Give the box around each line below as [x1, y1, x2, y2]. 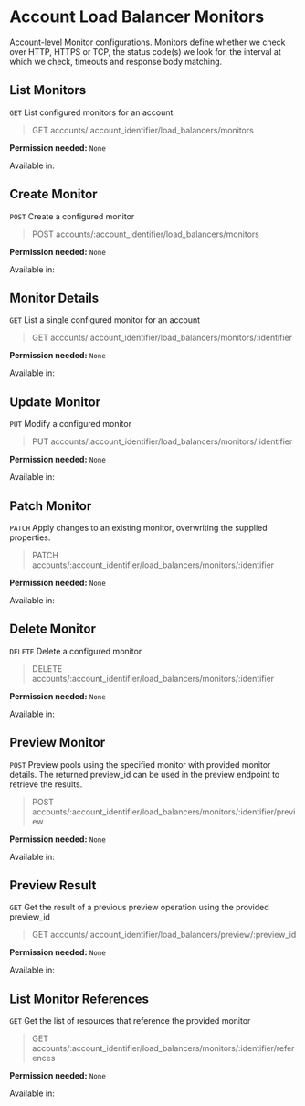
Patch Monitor [9, 498, 92, 514]
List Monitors [9, 82, 87, 98]
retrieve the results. [9, 779, 83, 790]
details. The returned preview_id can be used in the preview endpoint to [9, 769, 280, 780]
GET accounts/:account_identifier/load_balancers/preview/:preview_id [31, 930, 297, 941]
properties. [9, 532, 51, 543]
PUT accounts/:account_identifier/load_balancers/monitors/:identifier [31, 436, 293, 447]
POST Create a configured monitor [9, 210, 135, 221]
